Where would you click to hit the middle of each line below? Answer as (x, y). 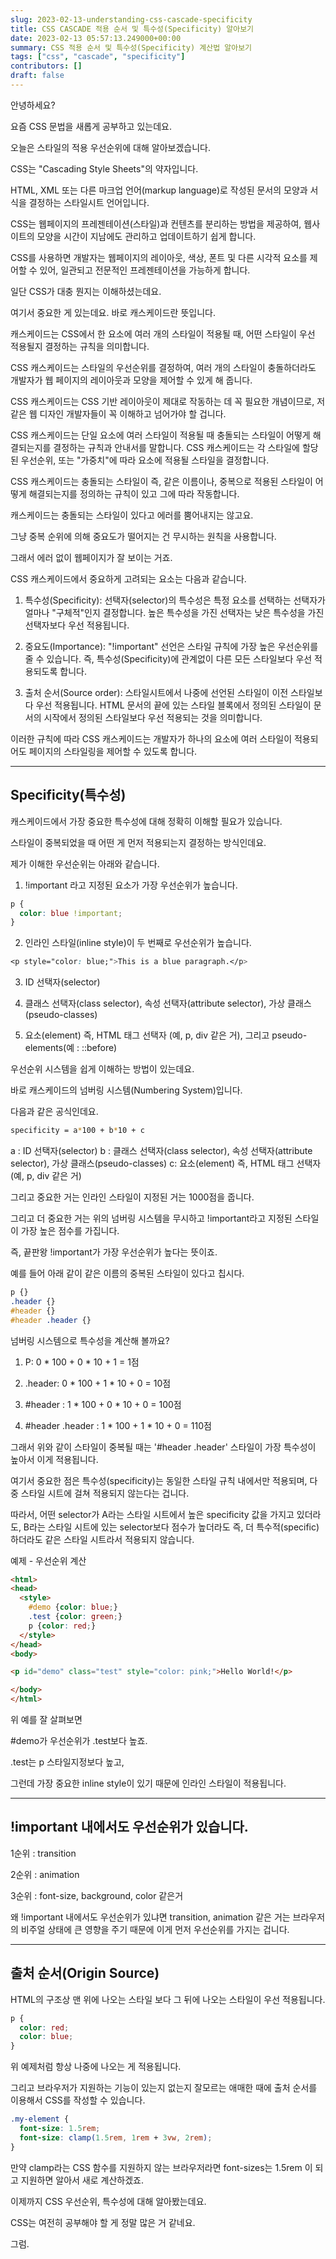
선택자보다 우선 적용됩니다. (77, 625)
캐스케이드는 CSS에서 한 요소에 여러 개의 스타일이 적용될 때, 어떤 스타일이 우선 (163, 333)
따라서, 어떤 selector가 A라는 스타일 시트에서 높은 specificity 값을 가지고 (152, 1514)
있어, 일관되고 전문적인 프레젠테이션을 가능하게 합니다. (145, 270)
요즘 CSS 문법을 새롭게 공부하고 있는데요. (91, 126)
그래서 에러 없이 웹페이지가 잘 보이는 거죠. (91, 557)
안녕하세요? (33, 105)
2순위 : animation (45, 1874)
